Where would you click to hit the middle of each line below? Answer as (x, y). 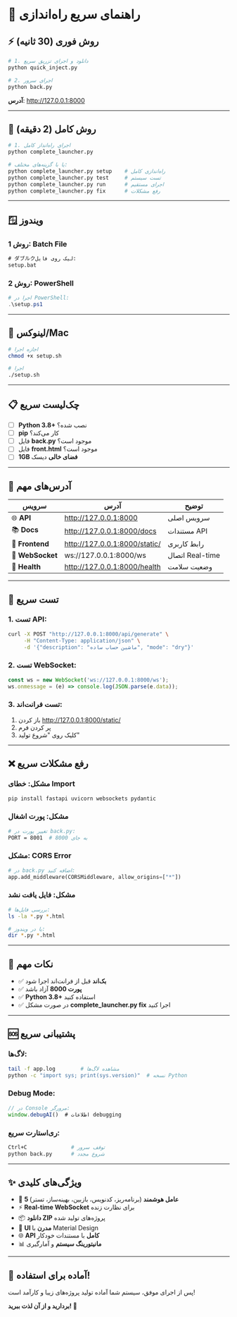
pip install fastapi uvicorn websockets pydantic (82, 799)
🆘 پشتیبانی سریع (42, 1034)
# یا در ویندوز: (27, 929)
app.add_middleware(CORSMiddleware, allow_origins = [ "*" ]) (95, 877)
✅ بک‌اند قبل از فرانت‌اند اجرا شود (62, 981)
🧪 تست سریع (33, 599)
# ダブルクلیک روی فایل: (42, 259)
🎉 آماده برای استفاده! (49, 1275)
